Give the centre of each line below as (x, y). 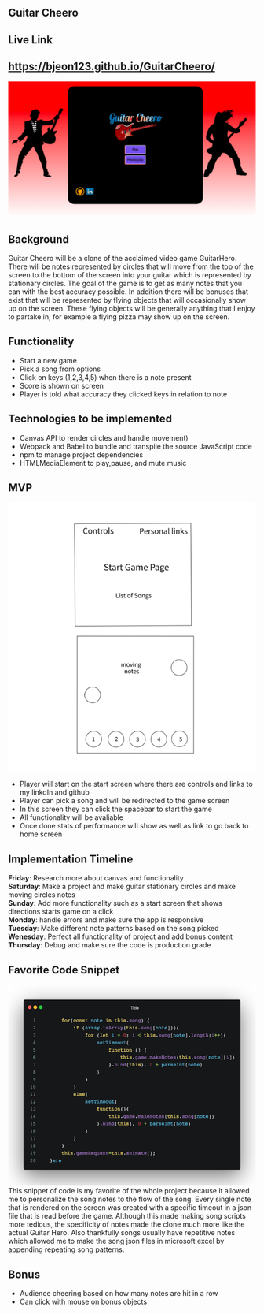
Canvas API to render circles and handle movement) (104, 437)
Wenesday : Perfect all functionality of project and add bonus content (121, 936)
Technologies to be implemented (90, 419)
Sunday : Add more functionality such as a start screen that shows (115, 903)
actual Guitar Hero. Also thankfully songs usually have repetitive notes (122, 1233)
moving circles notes (42, 895)
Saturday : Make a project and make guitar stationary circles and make (122, 887)
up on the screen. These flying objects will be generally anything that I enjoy (132, 309)
